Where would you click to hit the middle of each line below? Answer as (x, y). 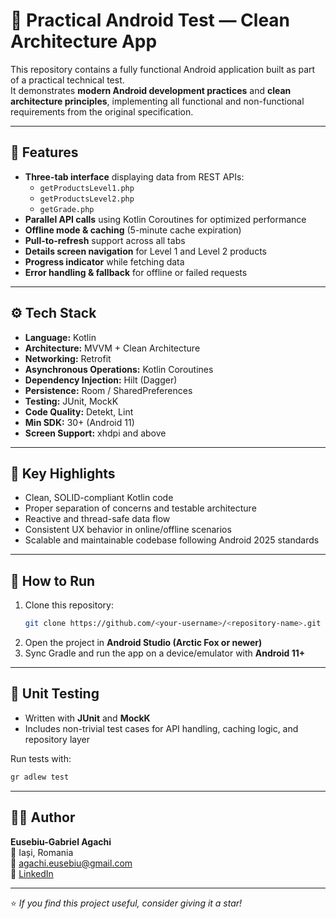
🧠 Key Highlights (63, 473)
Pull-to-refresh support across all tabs (105, 240)
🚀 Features (44, 152)
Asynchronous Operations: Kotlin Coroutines (119, 369)
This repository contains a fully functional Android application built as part (163, 69)
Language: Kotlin (60, 337)
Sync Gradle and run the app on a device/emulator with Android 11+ (165, 653)
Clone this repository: (69, 605)
